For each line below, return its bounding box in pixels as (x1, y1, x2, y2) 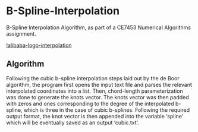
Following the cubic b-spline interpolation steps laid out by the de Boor (6, 74, 180, 81)
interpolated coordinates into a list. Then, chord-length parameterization (6, 87, 183, 95)
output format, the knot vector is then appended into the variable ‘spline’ (6, 112, 183, 120)
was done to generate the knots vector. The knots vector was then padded (6, 93, 189, 100)
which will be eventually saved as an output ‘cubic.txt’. (6, 119, 139, 126)
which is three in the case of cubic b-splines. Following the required (23, 106, 190, 114)
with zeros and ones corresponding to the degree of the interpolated (6, 100, 174, 107)
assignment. (6, 30, 37, 37)
